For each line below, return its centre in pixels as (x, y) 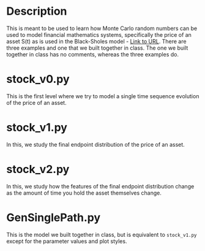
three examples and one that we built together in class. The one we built (97, 48)
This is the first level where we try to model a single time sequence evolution (103, 96)
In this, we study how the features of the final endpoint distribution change (100, 186)
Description (37, 11)
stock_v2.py (38, 169)
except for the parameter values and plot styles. (67, 241)
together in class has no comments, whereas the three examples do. (93, 54)
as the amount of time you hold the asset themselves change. (84, 193)
